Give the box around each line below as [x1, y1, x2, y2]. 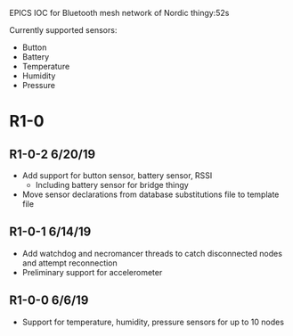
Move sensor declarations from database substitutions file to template [21, 189, 280, 200]
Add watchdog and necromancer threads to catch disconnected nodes [21, 248, 283, 258]
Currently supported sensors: [9, 25, 118, 35]
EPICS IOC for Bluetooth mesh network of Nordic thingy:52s [9, 8, 230, 18]
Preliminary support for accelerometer [21, 266, 163, 277]
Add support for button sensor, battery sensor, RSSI [21, 170, 213, 181]
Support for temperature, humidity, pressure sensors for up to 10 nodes [21, 316, 285, 327]
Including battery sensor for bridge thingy [35, 180, 189, 190]
